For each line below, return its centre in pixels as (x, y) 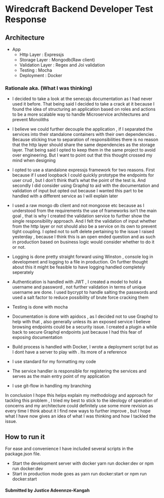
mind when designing (34, 160)
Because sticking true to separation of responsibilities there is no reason (85, 140)
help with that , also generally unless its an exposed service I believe (81, 322)
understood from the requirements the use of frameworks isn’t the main (84, 211)
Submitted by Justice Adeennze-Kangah (47, 490)
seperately (23, 272)
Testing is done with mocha (40, 307)
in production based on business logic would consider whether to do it (83, 242)
